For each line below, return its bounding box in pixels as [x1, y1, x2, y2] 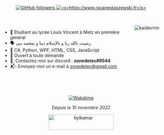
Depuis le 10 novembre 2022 [52, 105, 110, 110]
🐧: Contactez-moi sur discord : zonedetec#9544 [9, 58, 111, 64]
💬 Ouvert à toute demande [9, 53, 64, 58]
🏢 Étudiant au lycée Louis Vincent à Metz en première [9, 29, 120, 35]
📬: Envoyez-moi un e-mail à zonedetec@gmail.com [9, 64, 117, 69]
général [9, 35, 26, 40]
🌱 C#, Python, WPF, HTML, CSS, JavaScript [9, 47, 100, 53]
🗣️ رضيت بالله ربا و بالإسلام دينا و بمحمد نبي [9, 40, 91, 46]
